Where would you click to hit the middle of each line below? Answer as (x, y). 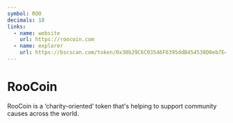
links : (17, 26)
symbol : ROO (24, 14)
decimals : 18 (26, 20)
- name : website (37, 33)
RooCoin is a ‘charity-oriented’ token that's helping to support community (112, 106)
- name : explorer (38, 46)
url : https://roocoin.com (57, 40)
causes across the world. (43, 113)
